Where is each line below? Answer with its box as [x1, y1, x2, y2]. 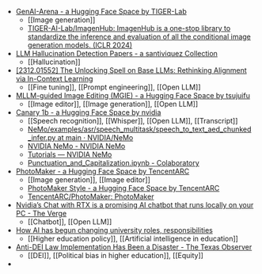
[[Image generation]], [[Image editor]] [27, 175, 150, 185]
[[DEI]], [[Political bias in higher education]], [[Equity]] [27, 251, 204, 260]
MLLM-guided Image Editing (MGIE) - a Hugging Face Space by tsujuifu [15, 91, 251, 100]
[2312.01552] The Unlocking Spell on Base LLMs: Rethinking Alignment [15, 66, 247, 74]
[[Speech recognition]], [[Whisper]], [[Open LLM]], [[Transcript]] [27, 116, 238, 125]
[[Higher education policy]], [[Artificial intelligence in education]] [27, 234, 239, 243]
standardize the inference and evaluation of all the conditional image [27, 32, 252, 41]
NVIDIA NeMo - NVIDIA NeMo [27, 142, 126, 150]
